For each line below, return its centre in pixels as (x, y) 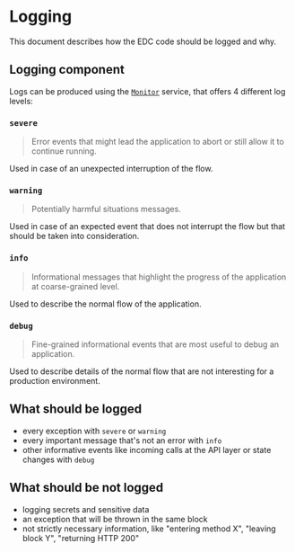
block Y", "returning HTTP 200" (81, 538)
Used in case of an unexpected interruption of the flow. (111, 169)
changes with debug (58, 459)
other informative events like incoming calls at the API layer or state (147, 450)
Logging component (67, 70)
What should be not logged (87, 488)
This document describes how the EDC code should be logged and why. (143, 41)
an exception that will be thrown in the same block (115, 519)
